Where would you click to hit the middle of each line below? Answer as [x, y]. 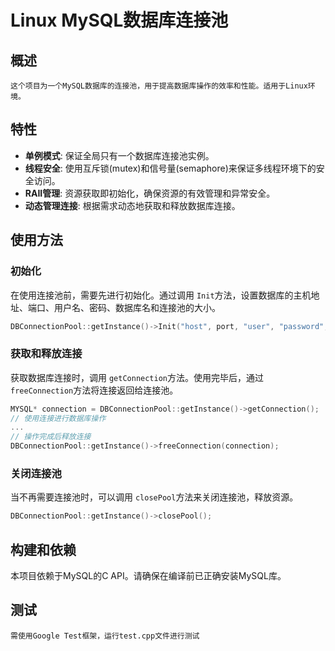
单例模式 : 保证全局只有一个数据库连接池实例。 [119, 155]
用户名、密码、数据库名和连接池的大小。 [137, 307]
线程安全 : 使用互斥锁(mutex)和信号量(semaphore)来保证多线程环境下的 [170, 168]
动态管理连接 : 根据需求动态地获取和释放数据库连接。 [132, 205]
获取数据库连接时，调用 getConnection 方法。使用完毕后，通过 [137, 377]
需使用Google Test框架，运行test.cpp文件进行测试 [105, 636]
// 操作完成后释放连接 [51, 437]
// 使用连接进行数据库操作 [58, 418]
